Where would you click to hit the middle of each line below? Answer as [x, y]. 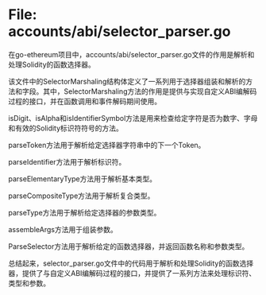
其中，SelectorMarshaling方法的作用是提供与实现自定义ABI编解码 [150, 91]
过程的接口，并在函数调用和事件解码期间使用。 [85, 101]
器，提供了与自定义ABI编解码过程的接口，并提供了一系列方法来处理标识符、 [132, 273]
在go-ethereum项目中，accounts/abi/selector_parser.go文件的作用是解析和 [131, 54]
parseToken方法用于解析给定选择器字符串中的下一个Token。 [107, 145]
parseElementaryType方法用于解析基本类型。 [83, 179]
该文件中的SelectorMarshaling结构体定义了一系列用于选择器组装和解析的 [127, 81]
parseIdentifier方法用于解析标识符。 [67, 161]
